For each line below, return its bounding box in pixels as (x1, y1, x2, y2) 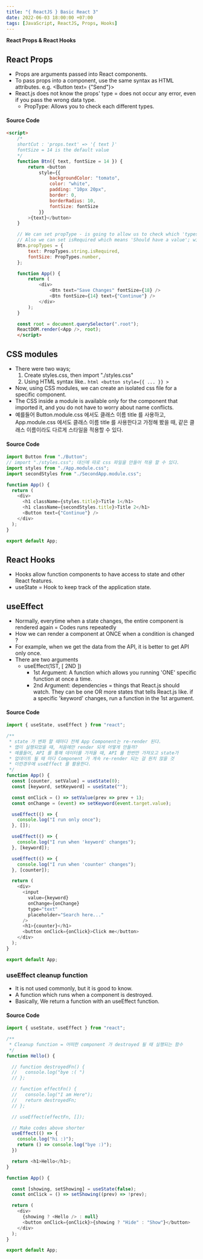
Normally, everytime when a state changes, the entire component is (14, 617, 184, 625)
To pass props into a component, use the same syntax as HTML (14, 77, 174, 84)
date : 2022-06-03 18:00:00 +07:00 (6, 15, 94, 21)
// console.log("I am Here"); (11, 1092, 94, 1098)
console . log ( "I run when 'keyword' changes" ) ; (17, 839, 137, 845)
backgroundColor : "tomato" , (49, 175, 120, 181)
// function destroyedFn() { (11, 1064, 85, 1070)
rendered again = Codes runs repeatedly (14, 624, 117, 631)
